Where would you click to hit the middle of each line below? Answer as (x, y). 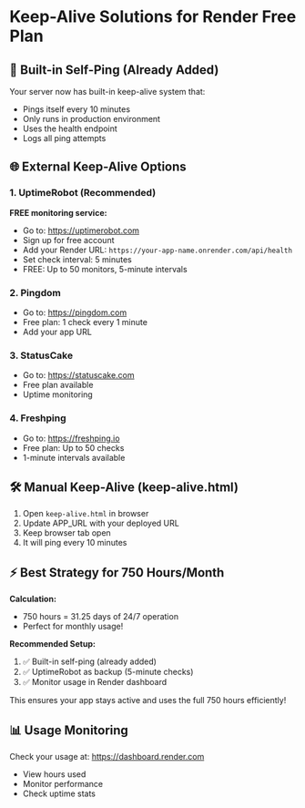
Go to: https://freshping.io (71, 438)
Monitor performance (62, 784)
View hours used (54, 774)
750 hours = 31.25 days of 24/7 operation (101, 617)
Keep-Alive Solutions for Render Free (153, 17)
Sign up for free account (68, 240)
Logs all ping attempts (64, 138)
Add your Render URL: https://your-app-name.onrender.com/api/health (158, 250)
